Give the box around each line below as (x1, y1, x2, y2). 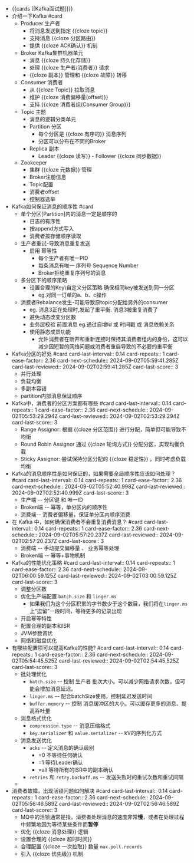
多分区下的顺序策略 (20, 276, 68, 284)
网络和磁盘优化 (20, 637, 57, 644)
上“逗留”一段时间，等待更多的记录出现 (29, 608, 122, 614)
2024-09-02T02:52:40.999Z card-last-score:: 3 (11, 489, 129, 496)
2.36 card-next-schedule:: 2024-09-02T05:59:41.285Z (44, 357, 179, 364)
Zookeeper (20, 159, 47, 166)
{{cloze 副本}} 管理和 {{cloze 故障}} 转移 (29, 71, 127, 78)
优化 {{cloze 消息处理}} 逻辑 (20, 828, 88, 835)
